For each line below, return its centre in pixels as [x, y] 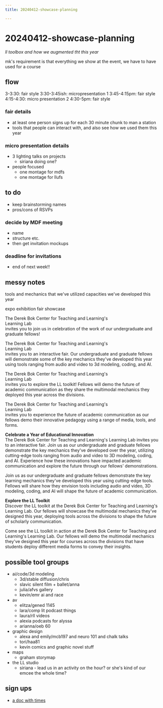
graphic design [27, 631]
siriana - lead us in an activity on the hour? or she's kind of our [82, 668]
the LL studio [25, 663]
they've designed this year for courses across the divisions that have [75, 542]
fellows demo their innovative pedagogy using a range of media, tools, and [80, 420]
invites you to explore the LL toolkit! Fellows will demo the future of [73, 384]
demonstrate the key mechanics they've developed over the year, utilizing [80, 450]
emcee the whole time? [43, 673]
